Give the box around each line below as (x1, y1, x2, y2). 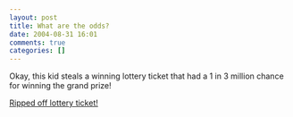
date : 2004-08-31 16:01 (9, 29, 98, 38)
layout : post (9, 13, 58, 22)
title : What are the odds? (9, 21, 110, 30)
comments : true (9, 38, 66, 47)
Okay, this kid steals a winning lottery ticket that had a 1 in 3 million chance (9, 71, 284, 81)
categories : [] (9, 46, 66, 55)
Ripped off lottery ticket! (9, 97, 98, 108)
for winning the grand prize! (9, 80, 112, 91)
